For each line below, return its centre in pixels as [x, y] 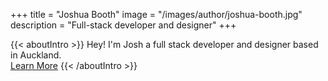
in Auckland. [36, 55]
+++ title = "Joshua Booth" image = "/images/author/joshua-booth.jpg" [156, 14]
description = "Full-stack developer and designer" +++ [123, 25]
